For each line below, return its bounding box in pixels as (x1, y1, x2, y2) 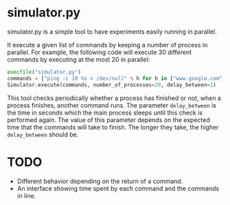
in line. (16, 191, 36, 200)
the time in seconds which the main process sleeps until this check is (7, 108, 203, 117)
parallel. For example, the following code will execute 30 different (7, 48, 192, 56)
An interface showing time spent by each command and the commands (16, 184, 220, 193)
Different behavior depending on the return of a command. (16, 177, 183, 185)
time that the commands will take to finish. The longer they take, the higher (7, 123, 219, 131)
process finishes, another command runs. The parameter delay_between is (7, 101, 216, 109)
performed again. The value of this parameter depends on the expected (7, 115, 211, 124)
